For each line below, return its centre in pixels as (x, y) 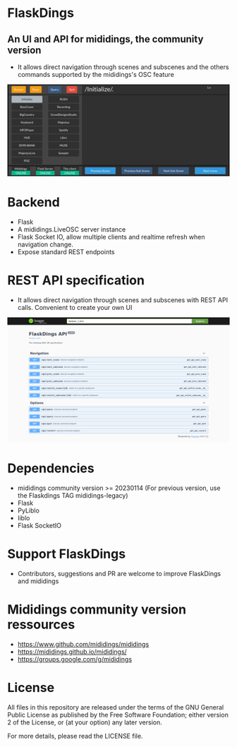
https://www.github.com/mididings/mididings (83, 644)
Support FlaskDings (66, 554)
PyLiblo (29, 510)
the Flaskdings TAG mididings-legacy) (73, 496)
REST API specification (76, 280)
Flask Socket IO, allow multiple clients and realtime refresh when (111, 237)
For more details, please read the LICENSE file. (75, 736)
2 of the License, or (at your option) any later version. (85, 722)
